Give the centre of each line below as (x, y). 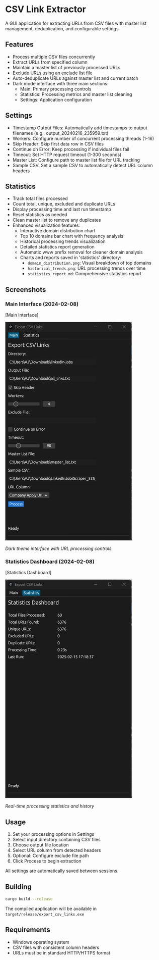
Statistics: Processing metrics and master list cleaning (76, 94)
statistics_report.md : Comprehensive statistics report (85, 274)
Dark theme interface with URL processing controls (58, 548)
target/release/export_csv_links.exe (45, 914)
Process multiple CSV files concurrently (54, 57)
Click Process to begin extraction (47, 861)
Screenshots (26, 290)
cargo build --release (29, 899)
